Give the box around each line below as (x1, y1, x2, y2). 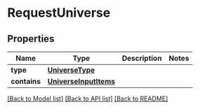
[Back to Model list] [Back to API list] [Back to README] (7, 94, 168, 103)
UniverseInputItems (47, 77, 116, 86)
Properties (7, 33, 55, 45)
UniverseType (47, 65, 95, 75)
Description (121, 54, 162, 63)
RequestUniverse (7, 5, 111, 21)
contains (11, 77, 41, 86)
